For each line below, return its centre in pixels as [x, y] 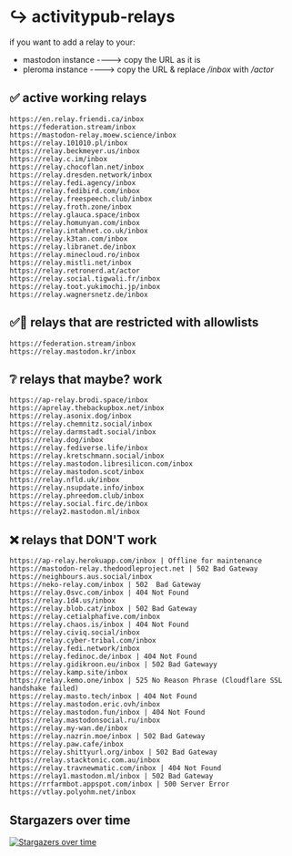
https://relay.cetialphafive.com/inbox [85, 617]
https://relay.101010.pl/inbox [69, 143]
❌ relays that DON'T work [83, 540]
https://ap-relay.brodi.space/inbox [79, 400]
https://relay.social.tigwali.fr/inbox [85, 278]
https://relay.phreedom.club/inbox [77, 496]
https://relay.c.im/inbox [58, 159]
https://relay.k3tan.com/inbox [69, 239]
